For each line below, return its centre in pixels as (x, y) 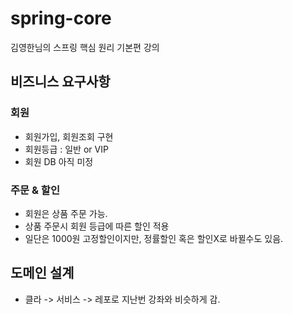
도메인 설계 (42, 273)
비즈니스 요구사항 (60, 82)
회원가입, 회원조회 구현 (69, 136)
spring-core (61, 18)
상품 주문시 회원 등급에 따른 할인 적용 (97, 226)
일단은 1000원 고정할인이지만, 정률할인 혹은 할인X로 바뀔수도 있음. (154, 238)
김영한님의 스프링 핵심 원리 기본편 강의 (85, 47)
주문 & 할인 (35, 190)
